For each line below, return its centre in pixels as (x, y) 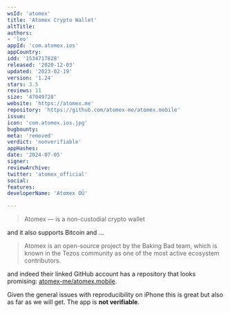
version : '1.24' (30, 78)
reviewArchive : (29, 168)
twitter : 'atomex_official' (48, 174)
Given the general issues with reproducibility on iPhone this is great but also (115, 295)
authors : (20, 33)
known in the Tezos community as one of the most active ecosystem (122, 254)
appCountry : (24, 53)
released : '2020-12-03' (41, 65)
